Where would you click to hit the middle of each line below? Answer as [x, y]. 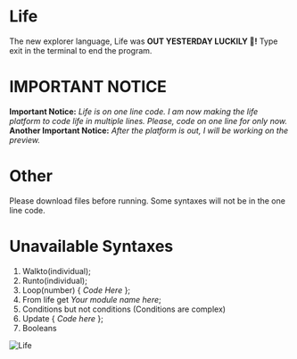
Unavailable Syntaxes [91, 246]
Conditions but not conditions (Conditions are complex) [124, 309]
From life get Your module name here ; [92, 299]
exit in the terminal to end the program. [81, 50]
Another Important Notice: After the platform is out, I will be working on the [149, 130]
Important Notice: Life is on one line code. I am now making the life [134, 111]
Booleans [39, 328]
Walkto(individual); [57, 271]
